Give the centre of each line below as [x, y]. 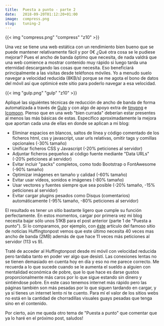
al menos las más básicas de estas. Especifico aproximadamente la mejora [81, 118]
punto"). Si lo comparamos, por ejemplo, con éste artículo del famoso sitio [80, 226]
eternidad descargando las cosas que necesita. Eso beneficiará [69, 68]
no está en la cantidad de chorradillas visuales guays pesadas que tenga [79, 298]
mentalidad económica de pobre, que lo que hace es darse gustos [72, 272]
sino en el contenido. [26, 303]
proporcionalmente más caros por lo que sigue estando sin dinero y [74, 277]
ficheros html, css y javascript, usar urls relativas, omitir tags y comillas [84, 138]
